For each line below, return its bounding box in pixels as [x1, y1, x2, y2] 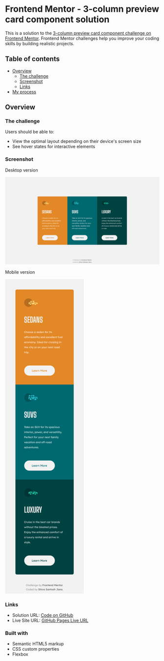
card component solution [5, 14, 110, 25]
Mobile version [5, 269, 35, 275]
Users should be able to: [5, 129, 55, 135]
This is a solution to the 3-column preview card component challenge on [5, 30, 152, 36]
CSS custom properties [12, 646, 60, 652]
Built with [5, 630, 28, 636]
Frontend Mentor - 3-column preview [5, 3, 160, 15]
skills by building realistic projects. [5, 40, 74, 46]
